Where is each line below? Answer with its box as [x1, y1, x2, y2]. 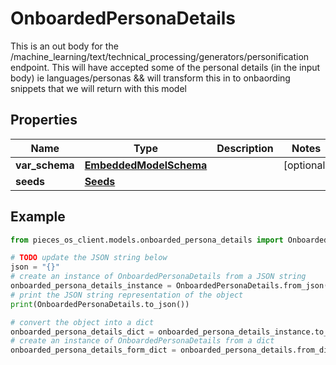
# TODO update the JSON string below [10, 253, 168, 263]
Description [216, 141, 274, 155]
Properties [10, 112, 78, 129]
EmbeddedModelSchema [84, 158, 208, 172]
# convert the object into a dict [10, 317, 155, 327]
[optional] [283, 158, 330, 172]
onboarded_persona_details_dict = [10, 327, 155, 337]
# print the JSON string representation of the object [10, 290, 244, 300]
